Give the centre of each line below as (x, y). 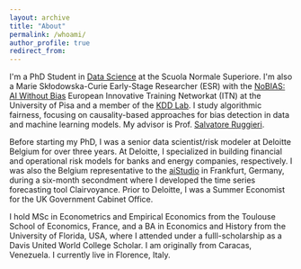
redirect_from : (38, 51)
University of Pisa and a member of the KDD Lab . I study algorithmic (136, 105)
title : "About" (38, 26)
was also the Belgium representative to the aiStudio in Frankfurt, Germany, (147, 171)
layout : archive (40, 18)
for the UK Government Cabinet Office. (81, 200)
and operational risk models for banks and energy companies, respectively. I (151, 161)
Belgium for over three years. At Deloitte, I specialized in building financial (146, 152)
